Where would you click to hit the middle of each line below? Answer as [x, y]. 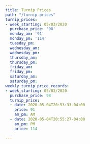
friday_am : [21, 67]
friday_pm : [21, 72]
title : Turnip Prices [28, 10]
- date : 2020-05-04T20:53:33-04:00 [48, 105]
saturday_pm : [24, 81]
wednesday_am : [25, 48]
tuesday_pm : [23, 43]
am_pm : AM [25, 115]
